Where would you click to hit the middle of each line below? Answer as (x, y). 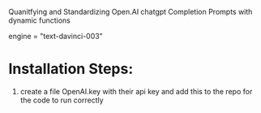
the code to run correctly (62, 100)
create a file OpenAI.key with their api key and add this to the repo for (136, 91)
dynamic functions (39, 20)
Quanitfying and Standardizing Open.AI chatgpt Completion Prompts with (130, 12)
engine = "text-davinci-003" (56, 36)
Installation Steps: (71, 69)
